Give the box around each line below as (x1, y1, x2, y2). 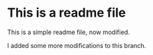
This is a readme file (7, 5, 127, 21)
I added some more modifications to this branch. (7, 41, 147, 49)
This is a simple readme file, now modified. (7, 28, 130, 36)
